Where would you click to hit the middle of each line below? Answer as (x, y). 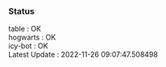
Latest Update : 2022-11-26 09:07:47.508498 (83, 55)
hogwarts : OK (32, 37)
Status (21, 11)
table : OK (25, 29)
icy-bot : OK (28, 46)
